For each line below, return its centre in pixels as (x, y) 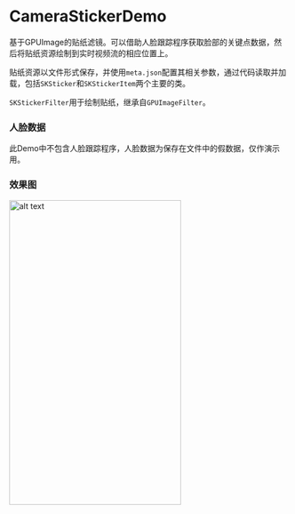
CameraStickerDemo (88, 16)
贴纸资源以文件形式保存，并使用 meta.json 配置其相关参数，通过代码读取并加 (148, 72)
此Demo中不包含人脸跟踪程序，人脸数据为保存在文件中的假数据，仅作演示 (144, 149)
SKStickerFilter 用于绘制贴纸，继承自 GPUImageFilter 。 (110, 102)
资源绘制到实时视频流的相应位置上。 (106, 53)
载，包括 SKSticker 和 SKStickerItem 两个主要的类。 (100, 83)
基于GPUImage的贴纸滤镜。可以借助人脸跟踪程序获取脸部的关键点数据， (142, 42)
